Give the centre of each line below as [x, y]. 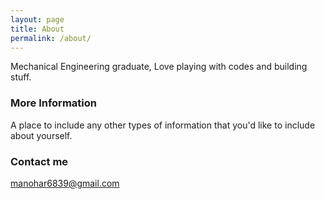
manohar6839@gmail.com [65, 183]
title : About [37, 29]
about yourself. [41, 135]
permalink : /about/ [51, 38]
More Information [53, 103]
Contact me [39, 161]
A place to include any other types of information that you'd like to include [163, 125]
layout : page [37, 19]
